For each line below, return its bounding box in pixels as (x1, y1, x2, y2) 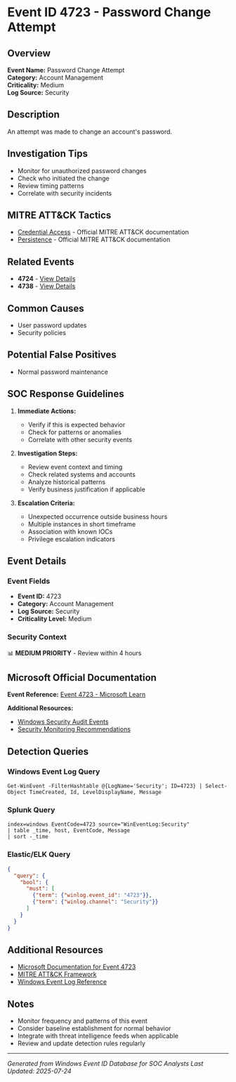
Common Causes (7, 302, 84, 314)
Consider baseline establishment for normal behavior (17, 1024, 171, 1033)
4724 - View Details (17, 275, 76, 283)
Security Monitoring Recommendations (17, 725, 131, 734)
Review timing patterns (17, 181, 84, 190)
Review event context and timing (27, 463, 123, 471)
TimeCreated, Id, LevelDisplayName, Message (29, 789, 162, 796)
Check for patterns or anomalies (27, 427, 122, 436)
